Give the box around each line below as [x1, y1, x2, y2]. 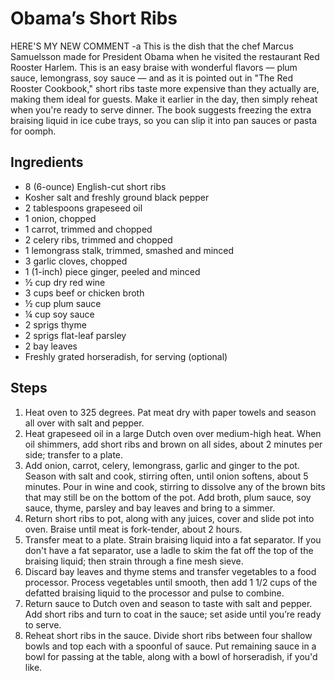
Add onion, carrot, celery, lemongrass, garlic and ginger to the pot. [24, 459, 300, 471]
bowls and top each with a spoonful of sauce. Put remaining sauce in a [24, 640, 317, 652]
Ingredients [10, 154, 84, 171]
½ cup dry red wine [24, 276, 106, 288]
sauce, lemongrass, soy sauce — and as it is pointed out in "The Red [10, 72, 293, 84]
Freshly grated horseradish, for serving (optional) [24, 350, 228, 362]
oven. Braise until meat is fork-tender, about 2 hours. [24, 523, 243, 535]
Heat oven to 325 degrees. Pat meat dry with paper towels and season [24, 406, 317, 418]
